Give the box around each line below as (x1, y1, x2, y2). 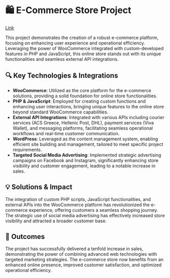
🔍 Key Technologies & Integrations (5, 71, 118, 80)
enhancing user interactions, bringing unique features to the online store (12, 103, 164, 109)
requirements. (12, 146, 42, 152)
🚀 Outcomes (5, 232, 45, 241)
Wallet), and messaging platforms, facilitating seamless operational (12, 125, 153, 131)
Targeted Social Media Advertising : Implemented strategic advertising (12, 152, 161, 158)
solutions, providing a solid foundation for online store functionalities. (12, 93, 157, 99)
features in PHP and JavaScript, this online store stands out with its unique (5, 51, 161, 57)
